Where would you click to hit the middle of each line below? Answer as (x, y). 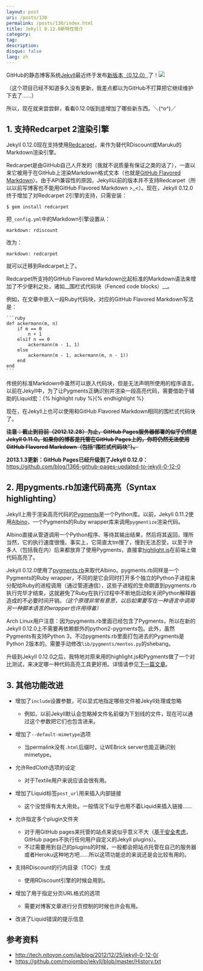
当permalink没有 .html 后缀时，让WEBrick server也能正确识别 (100, 747)
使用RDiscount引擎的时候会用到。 (66, 880)
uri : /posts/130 (27, 18)
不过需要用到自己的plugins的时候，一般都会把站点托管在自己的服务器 (110, 847)
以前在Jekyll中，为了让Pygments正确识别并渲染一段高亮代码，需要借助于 (98, 391)
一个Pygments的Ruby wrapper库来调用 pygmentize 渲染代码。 (108, 522)
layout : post (23, 12)
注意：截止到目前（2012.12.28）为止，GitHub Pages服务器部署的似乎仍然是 (101, 432)
